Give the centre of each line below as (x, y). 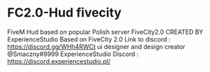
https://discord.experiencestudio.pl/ (59, 61)
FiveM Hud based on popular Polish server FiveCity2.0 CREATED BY (105, 32)
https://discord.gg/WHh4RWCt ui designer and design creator (96, 46)
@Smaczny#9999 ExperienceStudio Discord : (73, 54)
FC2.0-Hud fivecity (65, 13)
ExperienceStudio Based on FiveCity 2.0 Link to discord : (89, 39)
